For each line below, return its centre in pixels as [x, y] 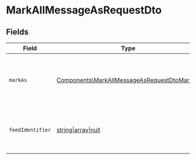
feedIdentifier [30, 130]
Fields [17, 32]
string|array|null [78, 130]
